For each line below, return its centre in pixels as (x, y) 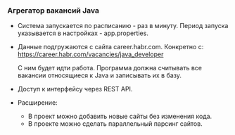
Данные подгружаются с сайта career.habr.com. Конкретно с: (110, 47)
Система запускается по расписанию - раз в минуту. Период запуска (123, 26)
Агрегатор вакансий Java (53, 11)
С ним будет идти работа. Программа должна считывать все (110, 68)
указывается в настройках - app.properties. (83, 33)
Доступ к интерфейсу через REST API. (75, 89)
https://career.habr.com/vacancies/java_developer (90, 54)
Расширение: (37, 103)
